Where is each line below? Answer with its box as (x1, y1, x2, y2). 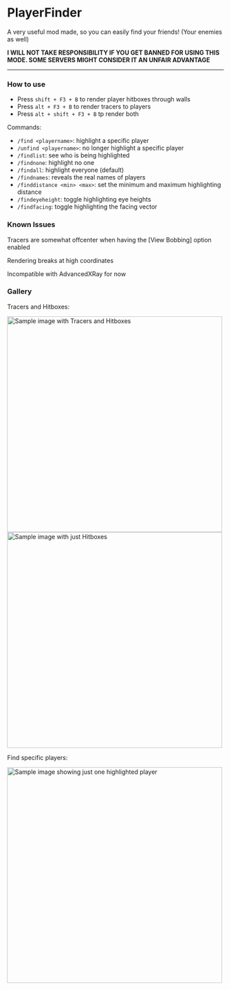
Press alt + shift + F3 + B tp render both (16, 110, 140, 118)
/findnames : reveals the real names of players (16, 173, 146, 182)
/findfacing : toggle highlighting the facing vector (16, 202, 157, 211)
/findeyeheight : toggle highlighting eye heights (16, 195, 151, 204)
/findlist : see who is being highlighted (16, 151, 130, 159)
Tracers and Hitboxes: (7, 302, 70, 311)
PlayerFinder (7, 5, 82, 21)
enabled (7, 243, 30, 251)
